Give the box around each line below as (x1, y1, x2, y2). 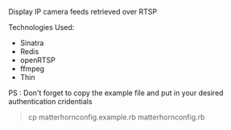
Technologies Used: (8, 23, 75, 31)
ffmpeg (19, 64, 45, 73)
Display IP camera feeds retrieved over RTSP (8, 7, 158, 16)
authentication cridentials (8, 97, 93, 106)
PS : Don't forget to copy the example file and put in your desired (8, 88, 224, 98)
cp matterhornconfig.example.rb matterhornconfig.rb (27, 112, 205, 122)
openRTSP (19, 56, 56, 65)
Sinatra (19, 38, 44, 48)
